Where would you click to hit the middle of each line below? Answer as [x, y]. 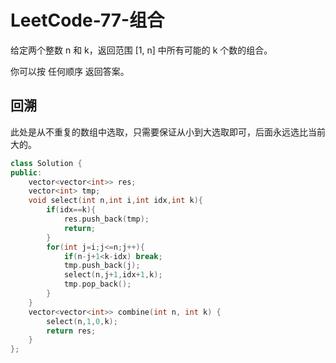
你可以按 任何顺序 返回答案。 [70, 71]
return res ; [71, 331]
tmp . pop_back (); [97, 284]
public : [26, 172]
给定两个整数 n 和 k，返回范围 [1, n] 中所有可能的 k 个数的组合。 [141, 50]
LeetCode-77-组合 [87, 20]
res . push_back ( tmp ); [106, 219]
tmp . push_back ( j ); [102, 266]
